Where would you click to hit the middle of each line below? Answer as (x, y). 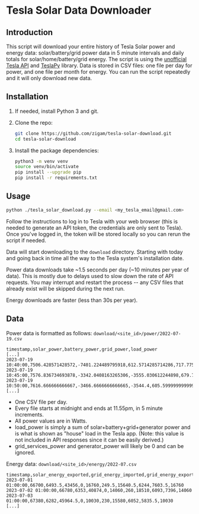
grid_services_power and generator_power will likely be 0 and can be (99, 446)
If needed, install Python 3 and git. (57, 111)
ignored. (25, 452)
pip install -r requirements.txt (56, 178)
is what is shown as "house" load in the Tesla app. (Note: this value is (99, 433)
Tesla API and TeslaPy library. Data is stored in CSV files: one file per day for (99, 65)
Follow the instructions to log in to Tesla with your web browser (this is (92, 221)
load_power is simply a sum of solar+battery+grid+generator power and (102, 427)
